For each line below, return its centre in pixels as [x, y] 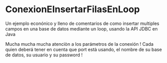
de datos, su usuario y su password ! [44, 55]
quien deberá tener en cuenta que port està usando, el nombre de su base [84, 49]
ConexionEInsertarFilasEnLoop [73, 9]
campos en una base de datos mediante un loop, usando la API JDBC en [81, 28]
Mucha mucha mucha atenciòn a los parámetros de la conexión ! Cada [79, 44]
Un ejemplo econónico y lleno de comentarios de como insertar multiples [82, 23]
